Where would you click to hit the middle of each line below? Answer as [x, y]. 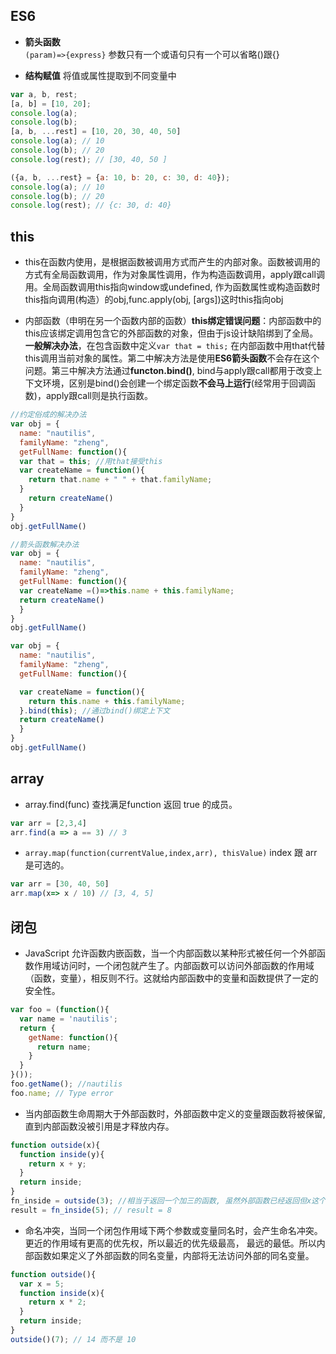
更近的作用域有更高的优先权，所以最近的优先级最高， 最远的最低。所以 [170, 1243]
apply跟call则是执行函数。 [99, 396]
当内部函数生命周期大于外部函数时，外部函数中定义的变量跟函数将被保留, [175, 1113]
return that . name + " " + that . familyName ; [120, 480]
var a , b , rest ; [44, 94]
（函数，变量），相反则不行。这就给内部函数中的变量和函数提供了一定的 [171, 978]
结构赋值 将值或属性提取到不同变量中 [100, 75]
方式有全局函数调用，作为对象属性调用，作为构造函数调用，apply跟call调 [174, 275]
